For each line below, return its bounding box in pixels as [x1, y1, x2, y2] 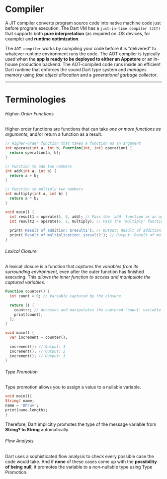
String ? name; [5, 398, 35, 403]
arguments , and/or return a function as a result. [5, 131, 103, 137]
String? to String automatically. [5, 426, 70, 432]
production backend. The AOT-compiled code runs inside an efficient [19, 61, 161, 67]
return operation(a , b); [9, 150, 61, 155]
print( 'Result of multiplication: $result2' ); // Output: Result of [9, 233, 155, 238]
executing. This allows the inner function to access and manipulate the [5, 274, 151, 280]
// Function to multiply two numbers [5, 187, 83, 192]
